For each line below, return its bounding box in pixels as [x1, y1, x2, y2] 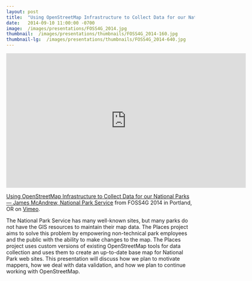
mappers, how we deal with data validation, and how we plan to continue [6, 261, 186, 268]
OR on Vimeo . [6, 206, 41, 212]
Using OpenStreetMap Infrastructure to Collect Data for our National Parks [6, 193, 190, 200]
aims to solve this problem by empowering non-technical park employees [6, 230, 187, 237]
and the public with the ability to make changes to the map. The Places [6, 236, 181, 243]
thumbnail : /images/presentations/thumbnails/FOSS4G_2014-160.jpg [6, 31, 178, 37]
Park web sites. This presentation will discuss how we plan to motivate [6, 255, 180, 262]
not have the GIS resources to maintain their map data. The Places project [6, 224, 189, 230]
